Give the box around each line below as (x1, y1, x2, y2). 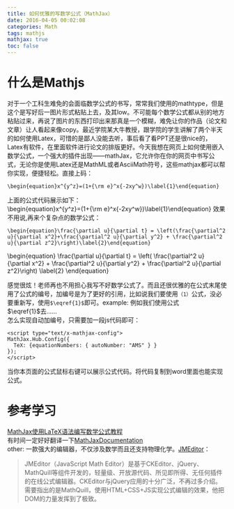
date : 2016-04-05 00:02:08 (7, 17, 86, 24)
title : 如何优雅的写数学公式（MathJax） (7, 10, 114, 17)
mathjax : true (7, 36, 49, 43)
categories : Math (7, 23, 58, 30)
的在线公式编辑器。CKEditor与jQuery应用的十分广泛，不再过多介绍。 (24, 477, 221, 485)
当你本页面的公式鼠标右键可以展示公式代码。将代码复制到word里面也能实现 (7, 367, 224, 375)
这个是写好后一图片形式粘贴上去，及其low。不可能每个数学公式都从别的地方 (7, 107, 225, 116)
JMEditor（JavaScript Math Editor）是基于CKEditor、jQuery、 (24, 459, 203, 468)
